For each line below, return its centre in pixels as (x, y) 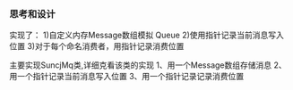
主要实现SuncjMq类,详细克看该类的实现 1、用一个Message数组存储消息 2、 (148, 65)
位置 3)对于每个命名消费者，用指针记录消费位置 (97, 46)
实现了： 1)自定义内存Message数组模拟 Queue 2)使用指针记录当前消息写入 (147, 35)
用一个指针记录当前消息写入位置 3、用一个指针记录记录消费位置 (127, 77)
